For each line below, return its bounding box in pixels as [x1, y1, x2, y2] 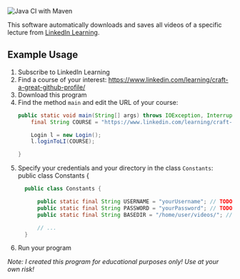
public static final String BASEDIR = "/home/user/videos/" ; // [36, 211, 233, 218]
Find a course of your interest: [17, 75, 107, 83]
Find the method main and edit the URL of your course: [17, 98, 179, 106]
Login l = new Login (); [31, 131, 101, 138]
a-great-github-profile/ [17, 83, 86, 91]
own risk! [7, 265, 34, 274]
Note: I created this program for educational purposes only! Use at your [7, 258, 219, 266]
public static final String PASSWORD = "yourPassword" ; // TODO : [36, 204, 236, 212]
